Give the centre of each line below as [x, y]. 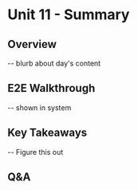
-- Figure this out [35, 152]
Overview [32, 44]
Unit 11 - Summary [69, 15]
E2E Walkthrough [51, 88]
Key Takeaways [47, 133]
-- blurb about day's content [54, 63]
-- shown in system [39, 107]
